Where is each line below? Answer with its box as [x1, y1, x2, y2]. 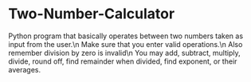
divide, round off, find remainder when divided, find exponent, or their [8, 57, 237, 66]
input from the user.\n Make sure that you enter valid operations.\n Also [8, 39, 243, 49]
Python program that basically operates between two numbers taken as [8, 31, 244, 41]
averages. [8, 64, 41, 74]
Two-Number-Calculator [8, 5, 175, 23]
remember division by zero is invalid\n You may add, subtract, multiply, [8, 48, 241, 57]
